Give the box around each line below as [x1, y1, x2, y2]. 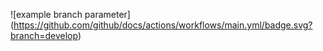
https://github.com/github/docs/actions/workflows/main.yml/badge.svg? [13, 19, 313, 31]
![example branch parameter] [10, 9, 131, 20]
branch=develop [10, 30, 78, 41]
